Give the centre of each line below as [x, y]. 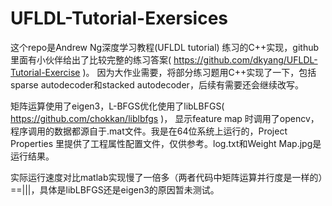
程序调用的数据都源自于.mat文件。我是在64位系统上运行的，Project [149, 131]
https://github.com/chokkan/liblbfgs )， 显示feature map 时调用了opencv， [165, 118]
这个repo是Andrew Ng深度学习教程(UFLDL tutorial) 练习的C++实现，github [165, 47]
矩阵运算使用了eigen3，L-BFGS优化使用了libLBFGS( [117, 106]
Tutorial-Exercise [45, 72]
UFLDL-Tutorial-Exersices [119, 18]
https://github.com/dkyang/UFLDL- [245, 59]
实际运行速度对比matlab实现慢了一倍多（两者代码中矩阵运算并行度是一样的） [166, 177]
